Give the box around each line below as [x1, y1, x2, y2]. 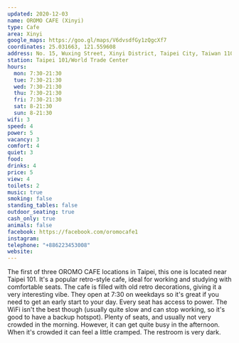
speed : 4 [7, 122, 33, 130]
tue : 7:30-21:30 [14, 76, 62, 84]
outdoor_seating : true [7, 209, 75, 216]
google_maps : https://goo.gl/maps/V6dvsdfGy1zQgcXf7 [7, 37, 167, 44]
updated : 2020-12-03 [7, 10, 69, 18]
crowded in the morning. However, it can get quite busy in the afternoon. [7, 320, 221, 329]
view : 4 [7, 175, 31, 183]
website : [7, 248, 33, 256]
